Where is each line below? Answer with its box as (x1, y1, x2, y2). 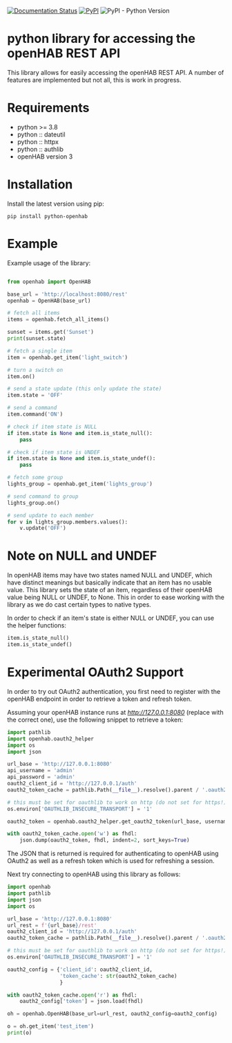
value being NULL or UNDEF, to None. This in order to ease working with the (7, 593, 225, 602)
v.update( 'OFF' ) (19, 525, 67, 532)
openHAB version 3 (17, 152, 73, 161)
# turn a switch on (7, 366, 64, 373)
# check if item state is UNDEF (7, 449, 100, 456)
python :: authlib (17, 145, 64, 153)
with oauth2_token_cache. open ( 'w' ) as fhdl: (7, 830, 137, 837)
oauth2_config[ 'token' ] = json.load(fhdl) (19, 998, 144, 1005)
